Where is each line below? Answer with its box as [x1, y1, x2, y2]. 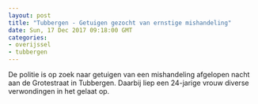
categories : [8, 33, 47, 42]
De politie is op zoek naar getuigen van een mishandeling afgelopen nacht [8, 70, 250, 79]
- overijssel [8, 41, 51, 49]
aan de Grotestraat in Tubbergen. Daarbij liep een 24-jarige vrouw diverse [8, 78, 249, 87]
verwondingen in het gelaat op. [8, 87, 110, 95]
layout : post [8, 11, 51, 20]
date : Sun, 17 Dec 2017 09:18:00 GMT [8, 26, 133, 34]
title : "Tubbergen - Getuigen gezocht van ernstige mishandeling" [8, 19, 232, 27]
